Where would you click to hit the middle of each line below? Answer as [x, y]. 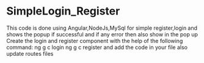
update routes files [30, 53]
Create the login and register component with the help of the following [95, 41]
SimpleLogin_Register [63, 11]
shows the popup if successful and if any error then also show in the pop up [102, 34]
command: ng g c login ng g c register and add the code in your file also [97, 47]
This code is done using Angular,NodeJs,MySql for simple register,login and [102, 28]
